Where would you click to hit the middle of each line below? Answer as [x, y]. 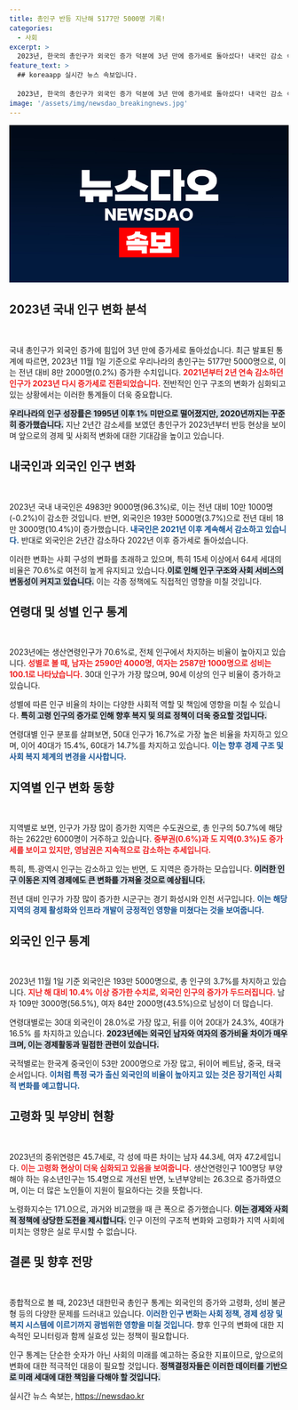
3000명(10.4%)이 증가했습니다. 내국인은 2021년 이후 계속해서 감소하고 [141, 528]
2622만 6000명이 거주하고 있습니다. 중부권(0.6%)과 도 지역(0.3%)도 [146, 839]
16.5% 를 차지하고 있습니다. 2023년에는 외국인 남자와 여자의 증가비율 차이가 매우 [149, 1034]
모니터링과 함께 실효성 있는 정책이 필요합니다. [110, 1335]
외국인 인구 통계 [50, 941]
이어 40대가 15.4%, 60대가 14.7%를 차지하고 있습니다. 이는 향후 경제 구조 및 [152, 745]
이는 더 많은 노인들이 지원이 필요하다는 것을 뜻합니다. [112, 1190]
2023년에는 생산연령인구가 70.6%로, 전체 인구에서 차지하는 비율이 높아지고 [140, 652]
